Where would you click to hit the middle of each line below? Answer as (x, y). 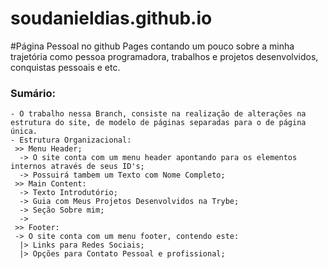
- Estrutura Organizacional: (71, 140)
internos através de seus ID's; (77, 167)
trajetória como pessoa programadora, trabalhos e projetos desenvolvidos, (164, 56)
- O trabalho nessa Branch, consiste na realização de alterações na (158, 114)
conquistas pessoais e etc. (65, 67)
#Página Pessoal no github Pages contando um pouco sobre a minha (152, 46)
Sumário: (33, 93)
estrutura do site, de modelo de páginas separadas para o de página (158, 123)
